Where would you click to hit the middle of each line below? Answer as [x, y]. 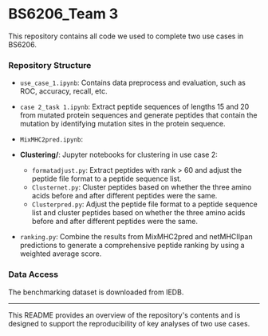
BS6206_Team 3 [63, 14]
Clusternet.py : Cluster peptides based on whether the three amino [142, 187]
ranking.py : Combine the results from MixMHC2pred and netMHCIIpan [136, 237]
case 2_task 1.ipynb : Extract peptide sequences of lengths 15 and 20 [134, 107]
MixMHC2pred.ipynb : [51, 139]
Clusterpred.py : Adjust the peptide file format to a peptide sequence [144, 204]
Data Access [33, 274]
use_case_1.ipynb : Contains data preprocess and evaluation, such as [132, 83]
